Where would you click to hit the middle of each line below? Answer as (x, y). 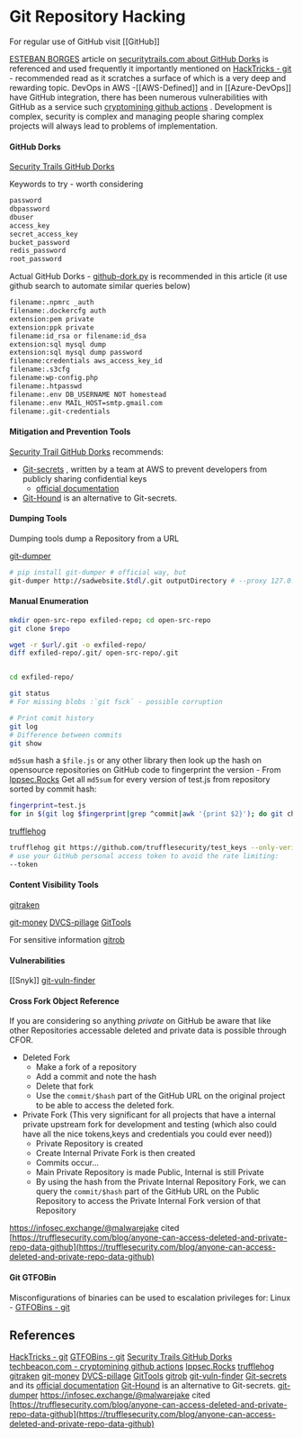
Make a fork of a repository (86, 1067)
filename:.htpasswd (46, 386)
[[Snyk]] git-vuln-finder (53, 981)
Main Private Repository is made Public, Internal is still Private (150, 1172)
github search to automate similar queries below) (100, 286)
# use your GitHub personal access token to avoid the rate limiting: (144, 856)
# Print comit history (52, 718)
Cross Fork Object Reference (64, 1000)
